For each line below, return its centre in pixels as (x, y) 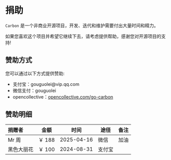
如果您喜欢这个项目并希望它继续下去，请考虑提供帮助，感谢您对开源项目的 (83, 36)
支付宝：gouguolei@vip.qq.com (46, 84)
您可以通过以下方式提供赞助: (35, 73)
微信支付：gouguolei (34, 90)
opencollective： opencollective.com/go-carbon (63, 97)
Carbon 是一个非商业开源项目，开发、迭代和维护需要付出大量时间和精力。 (82, 25)
